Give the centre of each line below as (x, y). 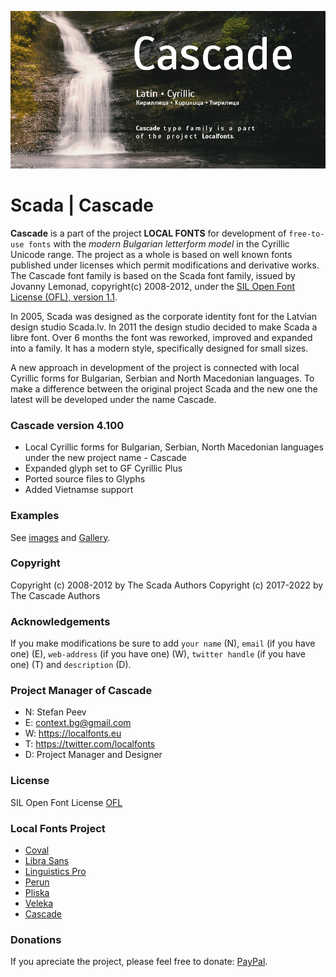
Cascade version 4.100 (67, 425)
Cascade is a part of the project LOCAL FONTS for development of (148, 233)
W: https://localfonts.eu (73, 733)
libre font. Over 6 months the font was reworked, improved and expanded (161, 337)
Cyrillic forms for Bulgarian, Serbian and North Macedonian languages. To (162, 378)
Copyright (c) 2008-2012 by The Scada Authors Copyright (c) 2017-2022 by (167, 585)
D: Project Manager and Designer (93, 755)
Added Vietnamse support (79, 490)
